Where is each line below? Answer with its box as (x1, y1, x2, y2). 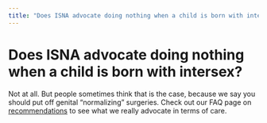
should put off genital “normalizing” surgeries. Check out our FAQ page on (8, 97, 252, 107)
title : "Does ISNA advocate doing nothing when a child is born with (8, 11, 244, 20)
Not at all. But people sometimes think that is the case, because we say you (8, 89, 256, 98)
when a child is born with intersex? (8, 63, 243, 80)
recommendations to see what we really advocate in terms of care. (8, 106, 227, 115)
